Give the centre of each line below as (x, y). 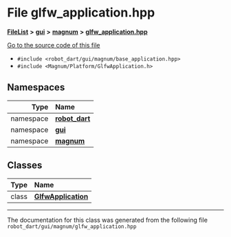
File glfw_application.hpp (81, 13)
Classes (25, 166)
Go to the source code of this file (54, 45)
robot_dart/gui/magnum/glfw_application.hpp (72, 226)
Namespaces (36, 87)
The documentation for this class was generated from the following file (108, 220)
